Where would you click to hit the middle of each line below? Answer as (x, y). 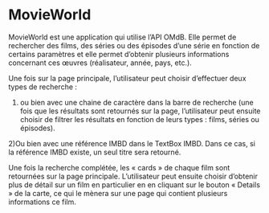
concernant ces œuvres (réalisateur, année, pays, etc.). (100, 63)
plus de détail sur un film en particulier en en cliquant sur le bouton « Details (134, 184)
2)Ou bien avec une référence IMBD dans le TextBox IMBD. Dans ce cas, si (132, 143)
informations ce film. (42, 202)
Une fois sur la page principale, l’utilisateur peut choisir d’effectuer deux (127, 78)
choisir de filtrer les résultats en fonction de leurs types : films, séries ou (139, 119)
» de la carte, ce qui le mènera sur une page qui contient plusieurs (118, 193)
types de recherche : (43, 87)
